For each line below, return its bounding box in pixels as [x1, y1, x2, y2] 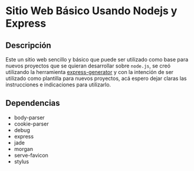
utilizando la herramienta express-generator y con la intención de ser [5, 69, 174, 75]
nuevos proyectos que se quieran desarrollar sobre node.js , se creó [5, 62, 171, 69]
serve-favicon [14, 151, 48, 159]
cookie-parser [14, 120, 49, 127]
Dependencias [5, 98, 60, 108]
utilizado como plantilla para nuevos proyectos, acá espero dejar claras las [5, 75, 187, 82]
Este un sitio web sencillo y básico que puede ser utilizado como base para [5, 56, 189, 63]
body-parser [14, 114, 45, 121]
